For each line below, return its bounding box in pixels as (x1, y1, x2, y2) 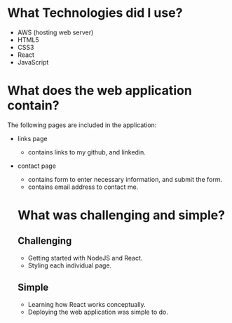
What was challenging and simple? (17, 207, 226, 223)
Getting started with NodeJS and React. (27, 253, 143, 262)
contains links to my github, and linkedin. (27, 147, 146, 156)
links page (17, 134, 48, 143)
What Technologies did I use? (7, 5, 183, 21)
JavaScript (17, 58, 49, 66)
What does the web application (7, 83, 193, 99)
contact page (17, 161, 56, 170)
